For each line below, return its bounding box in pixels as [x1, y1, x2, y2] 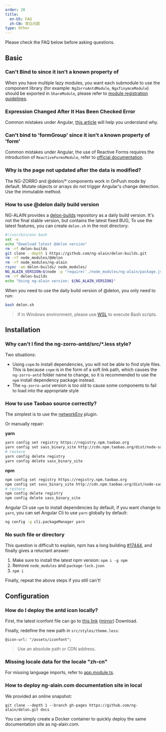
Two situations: [5, 352, 36, 358]
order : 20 [5, 7, 26, 12]
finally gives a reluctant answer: [5, 548, 70, 553]
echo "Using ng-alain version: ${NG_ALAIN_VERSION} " [5, 278, 116, 283]
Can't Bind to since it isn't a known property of [5, 68, 119, 75]
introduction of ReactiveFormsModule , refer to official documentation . [5, 154, 144, 160]
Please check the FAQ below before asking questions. [5, 39, 115, 45]
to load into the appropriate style [12, 388, 79, 394]
